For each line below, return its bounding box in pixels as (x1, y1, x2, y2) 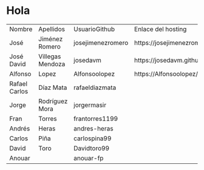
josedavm (73, 56, 102, 64)
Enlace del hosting (134, 25, 187, 33)
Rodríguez (38, 97, 68, 105)
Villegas (38, 52, 61, 61)
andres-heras (73, 124, 114, 132)
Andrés (9, 124, 30, 132)
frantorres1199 (73, 114, 118, 123)
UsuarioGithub (73, 25, 115, 33)
